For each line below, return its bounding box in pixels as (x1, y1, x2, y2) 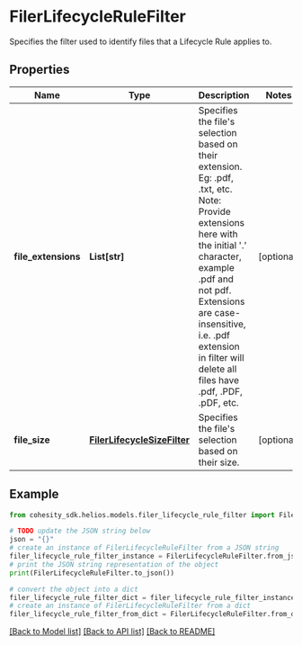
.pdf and (198, 273, 234, 285)
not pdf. (198, 283, 232, 296)
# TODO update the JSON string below (9, 526, 151, 536)
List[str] (89, 250, 125, 263)
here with (198, 228, 238, 240)
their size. (198, 456, 240, 469)
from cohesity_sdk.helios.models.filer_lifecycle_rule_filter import (9, 510, 276, 519)
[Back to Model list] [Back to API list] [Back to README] (9, 626, 216, 637)
